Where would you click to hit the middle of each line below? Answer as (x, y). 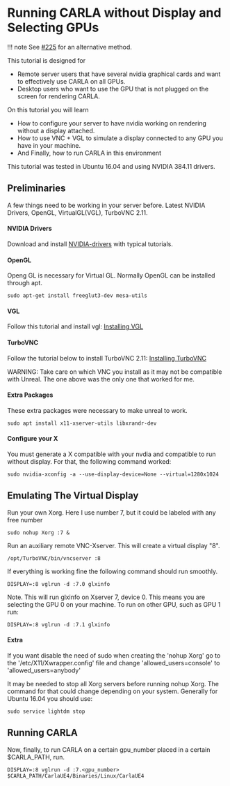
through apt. (25, 283)
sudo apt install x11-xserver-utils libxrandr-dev (82, 423)
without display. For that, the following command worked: (89, 461)
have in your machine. (49, 145)
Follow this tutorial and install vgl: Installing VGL (75, 326)
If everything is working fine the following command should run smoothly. (113, 571)
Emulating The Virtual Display (73, 496)
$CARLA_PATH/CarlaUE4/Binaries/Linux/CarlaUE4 (76, 776)
